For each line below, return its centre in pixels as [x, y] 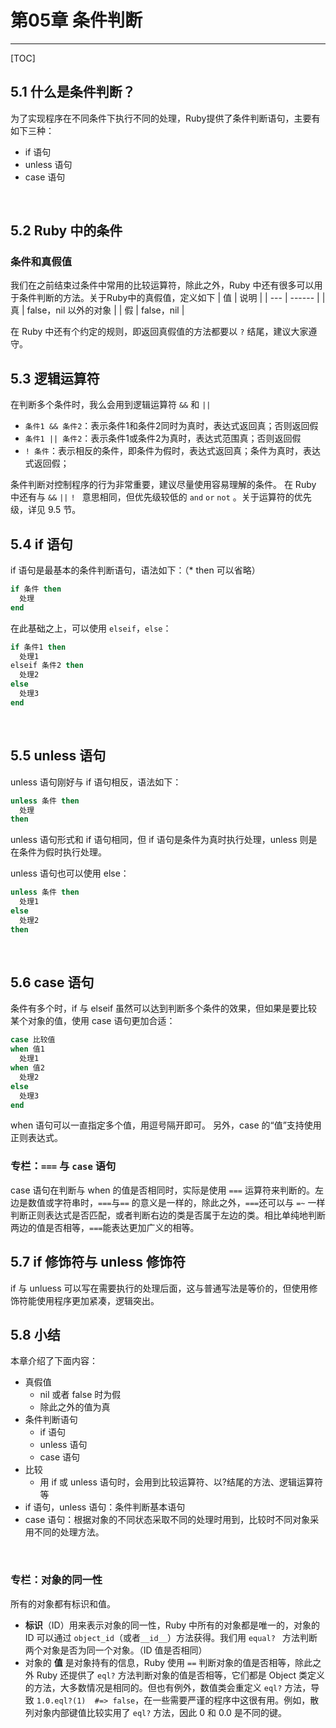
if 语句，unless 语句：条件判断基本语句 [105, 1507]
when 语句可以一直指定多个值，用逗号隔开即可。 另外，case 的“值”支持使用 [166, 1125]
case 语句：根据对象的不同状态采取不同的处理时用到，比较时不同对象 [167, 1520]
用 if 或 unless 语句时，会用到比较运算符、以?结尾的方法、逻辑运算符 [181, 1482]
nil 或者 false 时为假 [80, 1395]
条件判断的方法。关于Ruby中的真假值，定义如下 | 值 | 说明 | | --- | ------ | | [172, 298]
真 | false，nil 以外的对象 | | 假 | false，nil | [97, 310]
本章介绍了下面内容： [54, 1361]
